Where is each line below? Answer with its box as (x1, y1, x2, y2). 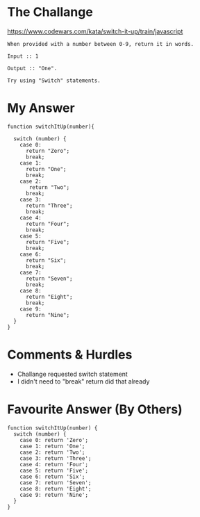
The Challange (7, 4, 94, 20)
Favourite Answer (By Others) (7, 402, 183, 417)
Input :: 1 (7, 53, 39, 60)
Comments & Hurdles (7, 347, 133, 363)
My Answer (7, 100, 75, 116)
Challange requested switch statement (17, 370, 128, 378)
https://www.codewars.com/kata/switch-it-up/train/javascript (7, 27, 183, 35)
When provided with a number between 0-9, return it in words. (7, 40, 194, 47)
